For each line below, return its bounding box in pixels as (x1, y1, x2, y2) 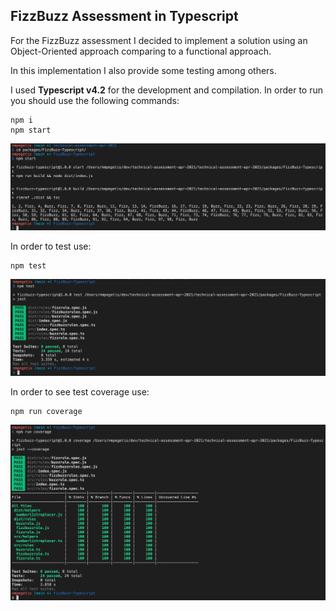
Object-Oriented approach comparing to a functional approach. (10, 45, 272, 57)
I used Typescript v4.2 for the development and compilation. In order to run (10, 84, 324, 96)
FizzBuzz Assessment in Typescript (10, 8, 239, 25)
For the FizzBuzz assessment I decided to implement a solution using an (10, 34, 308, 46)
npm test (10, 261, 47, 271)
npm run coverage (10, 406, 83, 416)
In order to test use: (10, 240, 92, 253)
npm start (10, 125, 52, 135)
